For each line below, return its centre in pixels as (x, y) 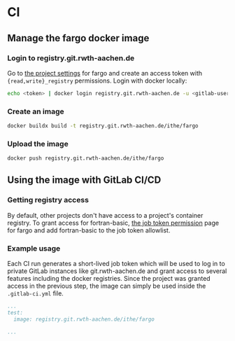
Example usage (34, 248)
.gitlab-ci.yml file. (36, 293)
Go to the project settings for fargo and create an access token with (105, 73)
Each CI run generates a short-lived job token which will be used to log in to (116, 264)
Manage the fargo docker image (78, 38)
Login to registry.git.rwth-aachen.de (71, 58)
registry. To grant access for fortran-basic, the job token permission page (113, 223)
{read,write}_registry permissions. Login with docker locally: (97, 81)
